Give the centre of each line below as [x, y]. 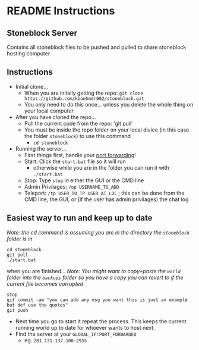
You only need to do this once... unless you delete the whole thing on [109, 104]
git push [18, 310]
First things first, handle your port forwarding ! [80, 155]
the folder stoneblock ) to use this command [78, 136]
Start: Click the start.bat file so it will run [75, 161]
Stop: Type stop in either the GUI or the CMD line [84, 180]
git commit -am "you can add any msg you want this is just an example [97, 300]
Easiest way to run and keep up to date [80, 218]
